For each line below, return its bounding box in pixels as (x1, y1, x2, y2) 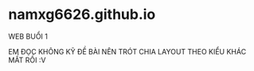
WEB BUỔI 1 (8, 32, 48, 41)
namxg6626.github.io (8, 6, 156, 24)
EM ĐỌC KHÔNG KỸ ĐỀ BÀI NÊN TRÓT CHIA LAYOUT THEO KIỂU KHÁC (8, 47, 247, 56)
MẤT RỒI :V (8, 55, 46, 65)
